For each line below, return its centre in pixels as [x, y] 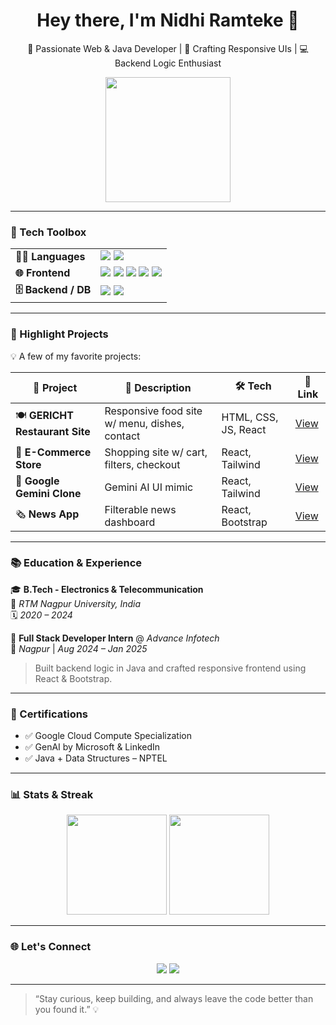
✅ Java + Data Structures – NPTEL [96, 758]
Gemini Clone [48, 493]
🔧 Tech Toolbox [48, 232]
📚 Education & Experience [76, 563]
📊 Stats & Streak [52, 795]
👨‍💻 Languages [50, 257]
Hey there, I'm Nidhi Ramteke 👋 [168, 20]
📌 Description [158, 387]
